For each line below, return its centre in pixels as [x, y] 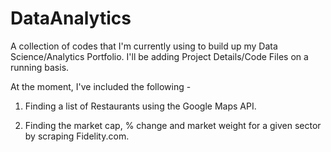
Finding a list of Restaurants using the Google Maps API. [140, 106]
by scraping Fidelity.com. [77, 136]
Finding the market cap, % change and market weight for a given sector [173, 125]
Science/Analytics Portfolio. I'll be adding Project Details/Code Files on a [159, 56]
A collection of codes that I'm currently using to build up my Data [144, 46]
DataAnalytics [71, 18]
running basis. [40, 67]
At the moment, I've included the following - [101, 86]
